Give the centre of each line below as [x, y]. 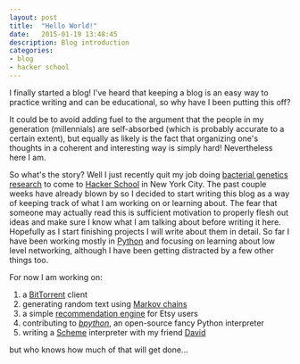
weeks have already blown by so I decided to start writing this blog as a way [150, 194]
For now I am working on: [56, 277]
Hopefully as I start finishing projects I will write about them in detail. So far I [150, 231]
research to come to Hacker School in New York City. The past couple [138, 184]
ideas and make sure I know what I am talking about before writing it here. [145, 222]
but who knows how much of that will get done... [99, 350]
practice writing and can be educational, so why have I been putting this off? [150, 102]
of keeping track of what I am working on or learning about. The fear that [143, 203]
